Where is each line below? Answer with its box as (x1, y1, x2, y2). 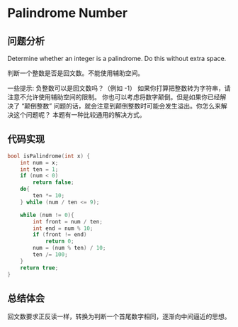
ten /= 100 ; (33, 251, 69, 258)
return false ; (33, 179, 74, 186)
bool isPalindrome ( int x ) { (7, 153, 91, 160)
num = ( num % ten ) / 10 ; (33, 245, 106, 252)
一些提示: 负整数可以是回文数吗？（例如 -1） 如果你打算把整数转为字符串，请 (7, 84, 231, 92)
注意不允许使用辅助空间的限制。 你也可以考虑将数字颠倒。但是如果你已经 (7, 93, 220, 101)
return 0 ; (45, 238, 74, 245)
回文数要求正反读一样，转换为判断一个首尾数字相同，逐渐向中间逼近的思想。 (7, 312, 231, 321)
